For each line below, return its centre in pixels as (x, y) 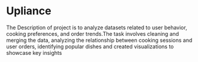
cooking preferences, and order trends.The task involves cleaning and (93, 33)
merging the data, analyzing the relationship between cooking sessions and (99, 40)
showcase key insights (34, 52)
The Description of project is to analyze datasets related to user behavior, (97, 27)
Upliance (29, 11)
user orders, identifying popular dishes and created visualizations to (90, 46)
